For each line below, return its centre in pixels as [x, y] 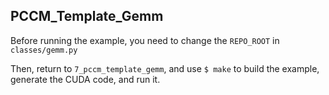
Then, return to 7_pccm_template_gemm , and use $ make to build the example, [165, 68]
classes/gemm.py [44, 50]
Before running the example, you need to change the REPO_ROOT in [145, 40]
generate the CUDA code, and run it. [85, 79]
